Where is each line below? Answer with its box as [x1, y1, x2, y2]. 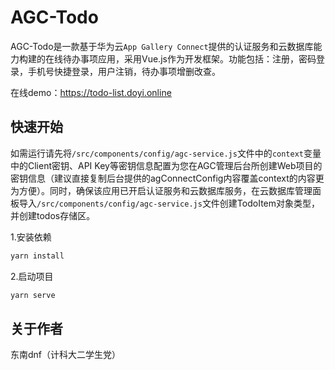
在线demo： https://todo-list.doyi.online [10, 86, 172, 98]
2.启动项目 [10, 270, 54, 282]
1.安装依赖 [10, 231, 52, 243]
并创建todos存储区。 [10, 209, 96, 221]
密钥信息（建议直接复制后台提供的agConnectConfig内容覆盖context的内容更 [10, 172, 325, 184]
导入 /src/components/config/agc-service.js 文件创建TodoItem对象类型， [18, 197, 321, 209]
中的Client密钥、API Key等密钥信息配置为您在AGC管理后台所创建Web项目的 [10, 159, 323, 171]
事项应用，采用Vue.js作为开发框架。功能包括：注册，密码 [79, 52, 317, 65]
